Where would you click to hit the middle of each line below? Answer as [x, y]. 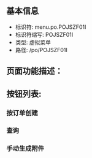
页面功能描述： [35, 71]
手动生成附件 [25, 149]
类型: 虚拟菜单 [33, 42]
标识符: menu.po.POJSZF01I [51, 27]
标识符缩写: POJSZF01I [44, 34]
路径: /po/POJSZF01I [41, 50]
